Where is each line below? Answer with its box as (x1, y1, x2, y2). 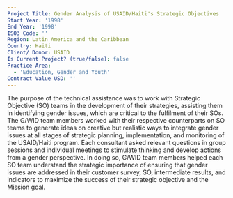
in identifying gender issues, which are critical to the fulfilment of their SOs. (7, 109, 224, 117)
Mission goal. (7, 183, 46, 192)
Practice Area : (7, 62, 51, 69)
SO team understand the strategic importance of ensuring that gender (7, 161, 208, 169)
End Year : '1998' (7, 23, 58, 30)
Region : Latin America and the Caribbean (7, 36, 129, 43)
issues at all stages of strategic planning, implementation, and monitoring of (7, 131, 225, 139)
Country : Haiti (7, 43, 51, 49)
